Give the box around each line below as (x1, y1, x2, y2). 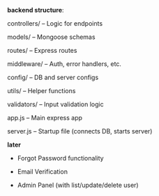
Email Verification (17, 168, 68, 176)
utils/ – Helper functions (7, 87, 76, 95)
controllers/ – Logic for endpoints (7, 19, 103, 27)
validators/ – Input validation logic (7, 100, 104, 108)
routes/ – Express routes (7, 47, 77, 54)
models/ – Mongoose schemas (7, 33, 96, 41)
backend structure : (7, 6, 64, 14)
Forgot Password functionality (17, 154, 104, 162)
